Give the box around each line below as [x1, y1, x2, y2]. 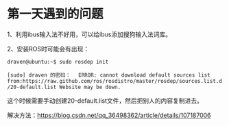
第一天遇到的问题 [7, 6, 104, 22]
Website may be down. [59, 84, 121, 90]
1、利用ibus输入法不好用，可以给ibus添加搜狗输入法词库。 [7, 30, 171, 38]
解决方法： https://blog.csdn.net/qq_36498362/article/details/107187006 [7, 111, 211, 119]
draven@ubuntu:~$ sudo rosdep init [7, 58, 109, 65]
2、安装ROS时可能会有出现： [7, 45, 90, 53]
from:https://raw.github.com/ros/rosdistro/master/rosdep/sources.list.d [7, 77, 223, 84]
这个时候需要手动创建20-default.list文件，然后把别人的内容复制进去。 [7, 97, 204, 105]
